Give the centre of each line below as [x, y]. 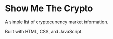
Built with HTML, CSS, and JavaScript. [44, 31]
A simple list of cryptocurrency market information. [57, 22]
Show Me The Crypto [49, 9]
